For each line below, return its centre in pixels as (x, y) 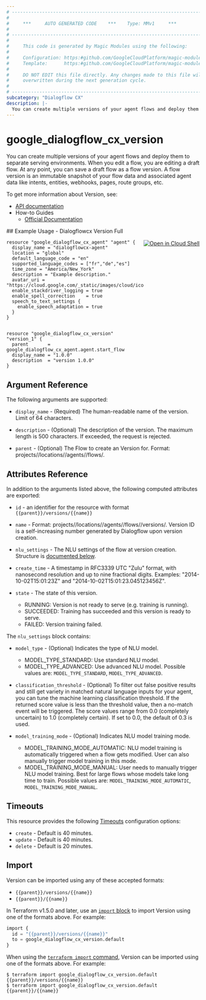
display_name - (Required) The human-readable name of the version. (102, 411)
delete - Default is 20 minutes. (54, 846)
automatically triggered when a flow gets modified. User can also (107, 754)
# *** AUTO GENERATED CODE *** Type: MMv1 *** (91, 23)
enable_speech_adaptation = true (60, 307)
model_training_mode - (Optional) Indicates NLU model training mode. (103, 736)
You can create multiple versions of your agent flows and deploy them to (98, 157)
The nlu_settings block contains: (48, 637)
